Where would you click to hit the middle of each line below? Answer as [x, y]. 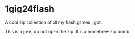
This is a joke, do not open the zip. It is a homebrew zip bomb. [68, 31]
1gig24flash [30, 9]
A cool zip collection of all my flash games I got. [54, 22]
